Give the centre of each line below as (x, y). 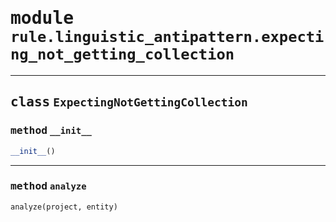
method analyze (48, 186)
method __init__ (51, 130)
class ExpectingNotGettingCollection (129, 102)
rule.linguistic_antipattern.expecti (167, 37)
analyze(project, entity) (64, 207)
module (42, 18)
